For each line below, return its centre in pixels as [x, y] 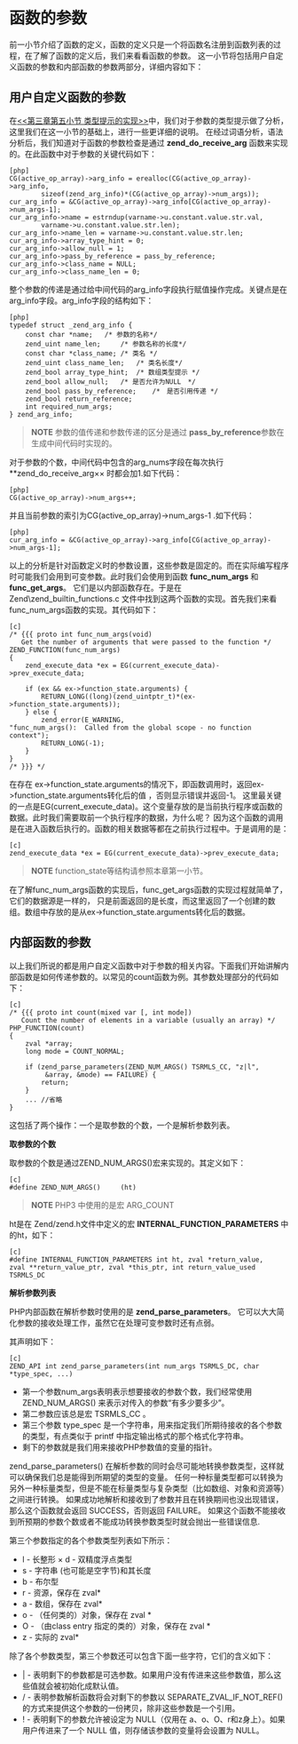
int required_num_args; [69, 406]
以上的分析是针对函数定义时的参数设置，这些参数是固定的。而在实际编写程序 [149, 565]
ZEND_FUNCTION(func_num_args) [65, 649]
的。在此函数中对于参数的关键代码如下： [83, 154]
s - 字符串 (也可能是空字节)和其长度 [86, 1570]
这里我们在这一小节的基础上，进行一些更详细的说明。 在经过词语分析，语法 [146, 131]
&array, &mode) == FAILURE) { [101, 1075]
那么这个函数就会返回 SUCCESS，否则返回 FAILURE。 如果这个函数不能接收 [148, 1510]
